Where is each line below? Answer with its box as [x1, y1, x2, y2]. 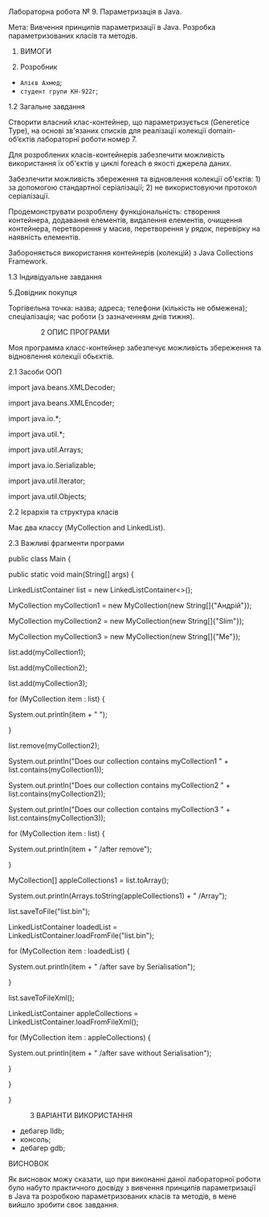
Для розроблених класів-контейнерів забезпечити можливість [8, 150, 225, 159]
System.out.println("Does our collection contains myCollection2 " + [8, 781, 231, 790]
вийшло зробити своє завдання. [8, 1200, 119, 1209]
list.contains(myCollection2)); [8, 789, 106, 798]
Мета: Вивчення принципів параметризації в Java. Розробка [8, 23, 216, 31]
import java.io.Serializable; [8, 461, 96, 469]
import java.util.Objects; [8, 492, 87, 501]
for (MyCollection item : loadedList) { [8, 946, 130, 956]
